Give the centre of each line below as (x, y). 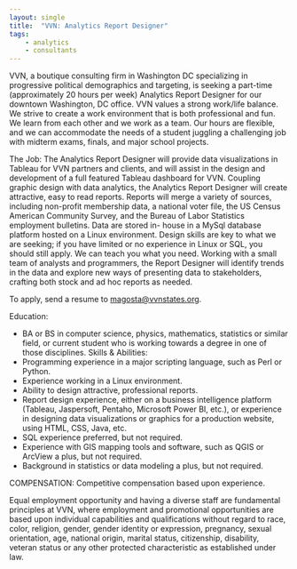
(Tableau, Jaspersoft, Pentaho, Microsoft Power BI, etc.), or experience (152, 409)
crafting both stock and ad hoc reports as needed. (101, 282)
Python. (36, 372)
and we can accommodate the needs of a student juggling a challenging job (148, 132)
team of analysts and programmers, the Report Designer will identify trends (147, 263)
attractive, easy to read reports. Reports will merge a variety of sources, (141, 197)
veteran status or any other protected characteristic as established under (143, 548)
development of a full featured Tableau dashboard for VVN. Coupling (135, 178)
